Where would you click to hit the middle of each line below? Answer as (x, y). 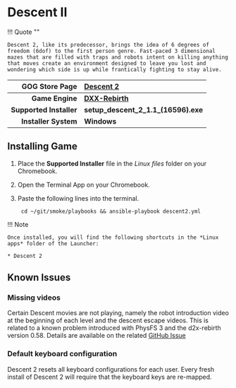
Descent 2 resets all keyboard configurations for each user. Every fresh (111, 369)
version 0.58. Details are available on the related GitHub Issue (97, 336)
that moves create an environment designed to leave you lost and (107, 63)
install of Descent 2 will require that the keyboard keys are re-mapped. (110, 377)
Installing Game (42, 147)
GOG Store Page (49, 86)
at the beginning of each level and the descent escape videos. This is (108, 321)
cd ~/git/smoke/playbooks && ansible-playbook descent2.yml (111, 211)
